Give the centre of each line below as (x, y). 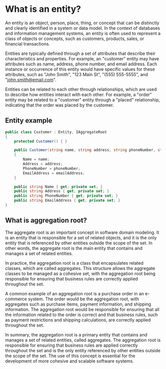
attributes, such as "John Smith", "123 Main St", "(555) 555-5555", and (77, 74)
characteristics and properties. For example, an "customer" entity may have (82, 58)
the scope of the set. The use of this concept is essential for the (70, 356)
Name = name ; (36, 159)
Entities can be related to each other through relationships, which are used (81, 89)
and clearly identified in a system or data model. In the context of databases (83, 28)
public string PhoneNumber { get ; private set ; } (66, 196)
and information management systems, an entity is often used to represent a (83, 33)
